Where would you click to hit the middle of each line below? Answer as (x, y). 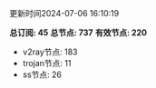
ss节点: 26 (42, 74)
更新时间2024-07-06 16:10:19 (64, 13)
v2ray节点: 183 (50, 52)
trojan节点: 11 (47, 63)
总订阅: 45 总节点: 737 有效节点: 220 (78, 33)
